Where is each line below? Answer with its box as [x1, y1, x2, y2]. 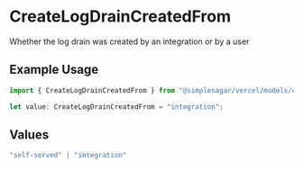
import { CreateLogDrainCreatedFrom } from [9, 85, 176, 95]
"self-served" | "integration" [9, 151, 127, 160]
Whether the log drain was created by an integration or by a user [9, 36, 250, 47]
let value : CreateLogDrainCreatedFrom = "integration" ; [9, 102, 224, 111]
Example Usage [9, 62, 99, 77]
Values [9, 127, 50, 142]
